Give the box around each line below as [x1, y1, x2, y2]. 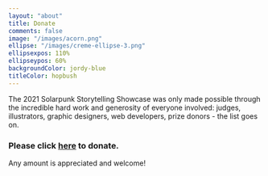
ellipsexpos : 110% [8, 49, 70, 57]
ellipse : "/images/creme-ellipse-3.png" [8, 42, 146, 50]
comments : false [8, 27, 63, 35]
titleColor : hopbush [8, 72, 78, 80]
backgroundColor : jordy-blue [8, 65, 106, 73]
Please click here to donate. [8, 140, 119, 151]
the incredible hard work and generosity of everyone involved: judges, [8, 103, 241, 112]
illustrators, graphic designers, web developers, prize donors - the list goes [8, 111, 258, 121]
